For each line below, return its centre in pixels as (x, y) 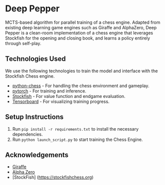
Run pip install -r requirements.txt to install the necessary (75, 129)
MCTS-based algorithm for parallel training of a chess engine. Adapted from (83, 22)
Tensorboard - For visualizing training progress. (61, 101)
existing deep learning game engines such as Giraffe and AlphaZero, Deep (81, 27)
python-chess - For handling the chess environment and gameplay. (81, 86)
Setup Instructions (34, 117)
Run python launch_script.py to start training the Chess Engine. (78, 139)
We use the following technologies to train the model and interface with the (82, 71)
